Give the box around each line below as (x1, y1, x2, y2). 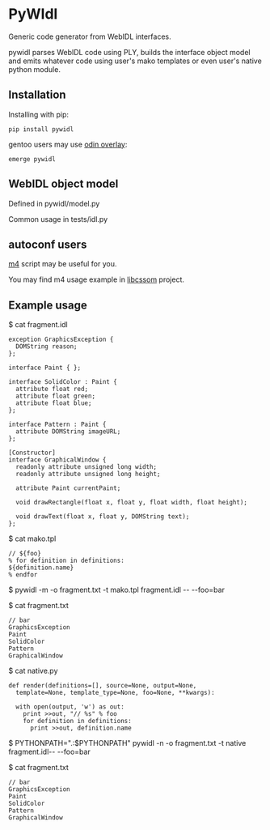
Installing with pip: (8, 109, 70, 119)
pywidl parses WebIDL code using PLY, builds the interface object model (8, 47, 251, 57)
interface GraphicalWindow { (8, 456, 107, 464)
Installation (8, 88, 66, 102)
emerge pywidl (8, 155, 57, 163)
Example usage (8, 298, 87, 312)
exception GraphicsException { (8, 335, 114, 344)
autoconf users (8, 237, 87, 251)
